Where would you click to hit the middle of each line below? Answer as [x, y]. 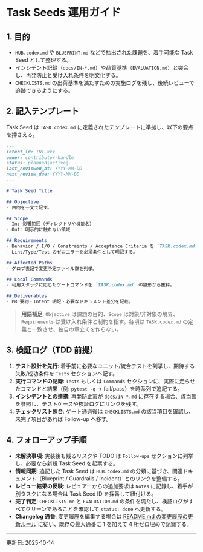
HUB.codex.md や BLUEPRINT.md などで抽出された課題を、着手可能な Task [104, 52]
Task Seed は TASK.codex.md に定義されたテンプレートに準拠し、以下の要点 [100, 127]
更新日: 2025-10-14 [30, 542]
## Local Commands [29, 280]
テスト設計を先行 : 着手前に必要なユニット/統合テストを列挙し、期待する [105, 366]
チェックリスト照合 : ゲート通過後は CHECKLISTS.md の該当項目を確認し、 [105, 411]
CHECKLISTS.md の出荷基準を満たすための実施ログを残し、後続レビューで [105, 83]
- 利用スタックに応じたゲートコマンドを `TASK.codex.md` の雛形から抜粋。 [91, 285]
